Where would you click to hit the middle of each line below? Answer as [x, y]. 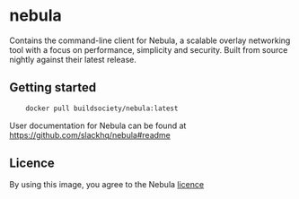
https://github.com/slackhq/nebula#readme [90, 134]
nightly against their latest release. [73, 59]
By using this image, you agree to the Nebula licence [107, 185]
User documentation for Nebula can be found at [98, 125]
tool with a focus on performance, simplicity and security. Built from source [149, 49]
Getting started [53, 87]
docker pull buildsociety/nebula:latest [102, 108]
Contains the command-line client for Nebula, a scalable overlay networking [150, 40]
